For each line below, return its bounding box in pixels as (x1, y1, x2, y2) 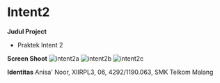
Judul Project (7, 27, 47, 36)
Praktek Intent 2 (17, 40, 63, 49)
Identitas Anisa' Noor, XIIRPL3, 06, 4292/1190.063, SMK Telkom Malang (7, 68, 214, 76)
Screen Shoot (7, 54, 47, 63)
